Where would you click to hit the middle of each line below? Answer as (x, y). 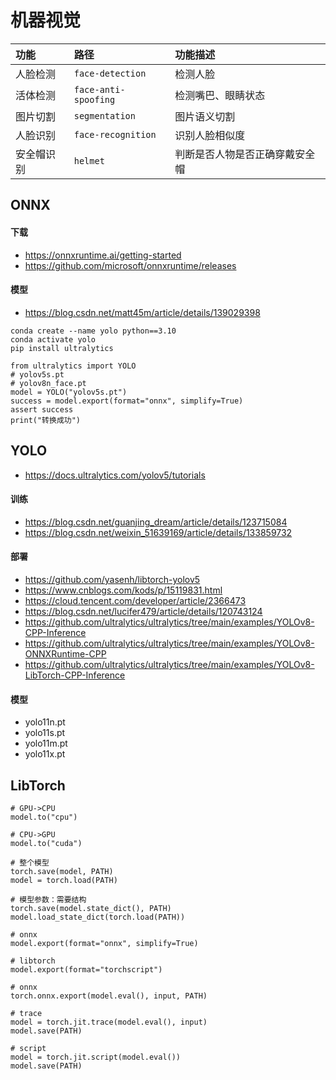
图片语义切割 (205, 116)
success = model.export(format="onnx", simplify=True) (127, 401)
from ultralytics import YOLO (73, 366)
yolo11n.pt (45, 722)
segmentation (104, 115)
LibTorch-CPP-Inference (75, 675)
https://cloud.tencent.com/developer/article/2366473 (135, 600)
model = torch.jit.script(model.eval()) (96, 1057)
